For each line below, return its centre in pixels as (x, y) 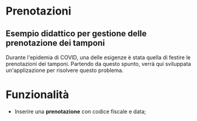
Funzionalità (37, 95)
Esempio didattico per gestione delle (76, 34)
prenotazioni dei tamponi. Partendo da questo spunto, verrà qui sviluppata (98, 64)
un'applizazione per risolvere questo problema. (65, 70)
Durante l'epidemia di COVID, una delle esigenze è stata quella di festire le (98, 57)
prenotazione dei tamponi (55, 43)
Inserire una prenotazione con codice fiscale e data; (80, 111)
